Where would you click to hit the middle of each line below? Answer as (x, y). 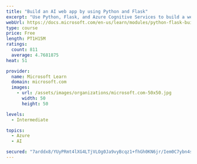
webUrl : (16, 22)
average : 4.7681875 (35, 55)
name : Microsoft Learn (39, 77)
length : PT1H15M (26, 39)
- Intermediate (30, 120)
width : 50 (33, 98)
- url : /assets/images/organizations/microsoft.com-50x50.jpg (94, 93)
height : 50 (35, 104)
